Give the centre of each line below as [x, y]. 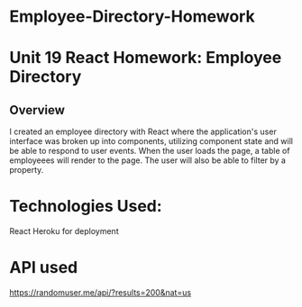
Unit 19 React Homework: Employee [146, 58]
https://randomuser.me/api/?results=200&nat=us [101, 293]
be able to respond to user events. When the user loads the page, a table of [150, 151]
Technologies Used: [86, 207]
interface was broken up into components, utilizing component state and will [151, 141]
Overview [37, 110]
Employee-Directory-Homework [132, 17]
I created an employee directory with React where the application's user [143, 131]
